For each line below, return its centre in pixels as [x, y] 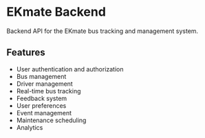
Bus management [41, 76]
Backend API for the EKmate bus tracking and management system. [102, 31]
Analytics [30, 127]
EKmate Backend [56, 12]
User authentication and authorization [70, 69]
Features [26, 53]
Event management [44, 113]
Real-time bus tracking [48, 91]
